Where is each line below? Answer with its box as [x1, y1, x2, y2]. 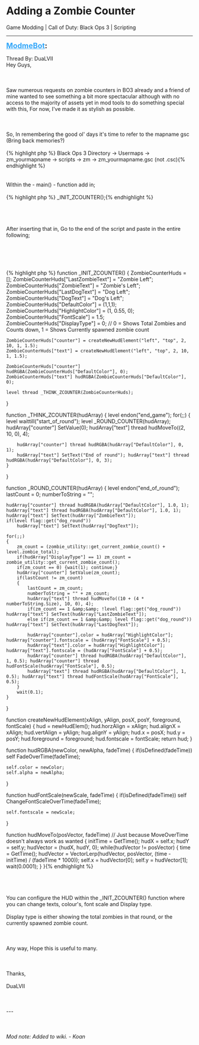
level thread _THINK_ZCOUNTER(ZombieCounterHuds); [6, 389, 134, 395]
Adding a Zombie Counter [6, 4, 136, 18]
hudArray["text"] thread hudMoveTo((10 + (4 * [27, 595, 145, 602]
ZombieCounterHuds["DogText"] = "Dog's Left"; [6, 294, 124, 301]
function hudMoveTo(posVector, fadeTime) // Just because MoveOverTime [6, 831, 188, 838]
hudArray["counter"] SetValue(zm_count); [17, 570, 120, 576]
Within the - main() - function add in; [6, 181, 96, 188]
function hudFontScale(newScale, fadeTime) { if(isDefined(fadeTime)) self [6, 791, 187, 799]
